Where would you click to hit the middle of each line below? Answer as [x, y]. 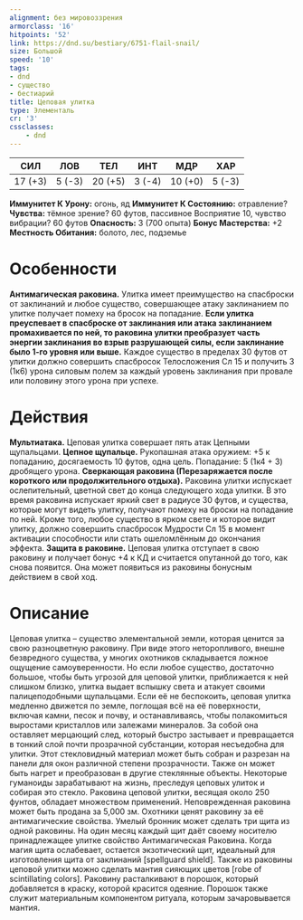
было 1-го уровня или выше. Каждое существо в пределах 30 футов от [148, 351]
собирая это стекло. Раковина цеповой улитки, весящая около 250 [139, 792]
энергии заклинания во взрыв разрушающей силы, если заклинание [147, 342]
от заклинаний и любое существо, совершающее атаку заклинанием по [149, 303]
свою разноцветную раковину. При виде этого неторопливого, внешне [147, 648]
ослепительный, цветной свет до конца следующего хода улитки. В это [148, 490]
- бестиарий [32, 93]
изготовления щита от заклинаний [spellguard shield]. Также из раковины [151, 859]
